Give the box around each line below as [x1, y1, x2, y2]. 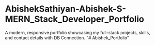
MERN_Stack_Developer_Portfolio [5, 14, 144, 25]
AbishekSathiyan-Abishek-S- [5, 3, 126, 15]
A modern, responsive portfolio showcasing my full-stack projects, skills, [5, 30, 150, 35]
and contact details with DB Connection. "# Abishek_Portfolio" [5, 35, 129, 41]
